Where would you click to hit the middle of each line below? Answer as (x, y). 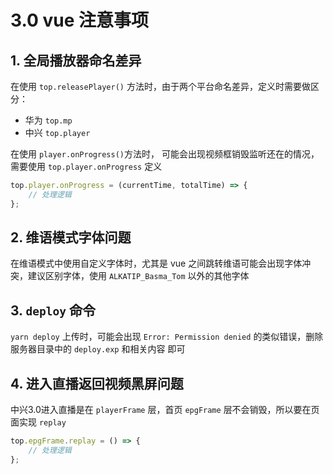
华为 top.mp (48, 120)
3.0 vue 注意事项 (80, 20)
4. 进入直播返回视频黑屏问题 (97, 383)
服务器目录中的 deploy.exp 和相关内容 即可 (98, 349)
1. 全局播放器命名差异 (76, 60)
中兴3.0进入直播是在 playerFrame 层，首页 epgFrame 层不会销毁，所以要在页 (165, 410)
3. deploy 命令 (53, 310)
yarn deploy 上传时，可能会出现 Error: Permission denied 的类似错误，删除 (167, 337)
